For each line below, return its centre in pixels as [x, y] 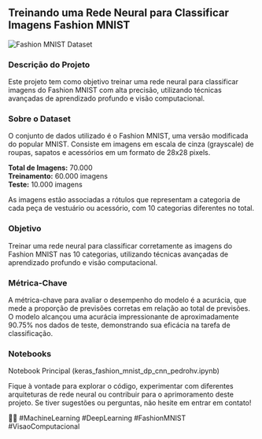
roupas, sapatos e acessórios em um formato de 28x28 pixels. [109, 153]
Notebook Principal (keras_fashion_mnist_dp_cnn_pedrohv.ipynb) [114, 371]
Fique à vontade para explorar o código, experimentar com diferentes [121, 386]
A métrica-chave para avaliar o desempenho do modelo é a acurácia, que [127, 300]
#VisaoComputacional [44, 426]
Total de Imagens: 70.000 [50, 168]
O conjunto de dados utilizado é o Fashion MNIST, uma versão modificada [128, 136]
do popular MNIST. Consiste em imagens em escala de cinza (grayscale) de [131, 144]
